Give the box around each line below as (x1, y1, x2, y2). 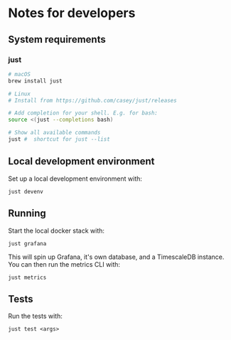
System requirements (8, 33, 106, 46)
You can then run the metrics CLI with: (8, 260, 120, 268)
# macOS (8, 70, 31, 78)
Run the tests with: (8, 312, 63, 321)
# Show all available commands (8, 129, 101, 137)
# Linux (8, 90, 31, 97)
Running (8, 208, 47, 220)
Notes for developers (8, 5, 136, 21)
